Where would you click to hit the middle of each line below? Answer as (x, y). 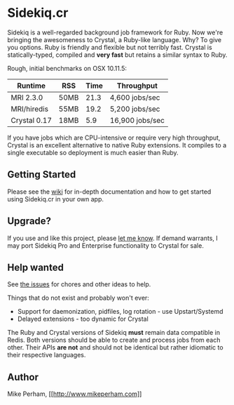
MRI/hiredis (30, 109)
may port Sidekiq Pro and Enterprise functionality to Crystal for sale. (106, 245)
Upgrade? (29, 221)
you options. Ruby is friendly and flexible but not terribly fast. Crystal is (110, 47)
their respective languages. (47, 355)
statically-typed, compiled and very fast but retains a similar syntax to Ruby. (117, 55)
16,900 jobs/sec (137, 120)
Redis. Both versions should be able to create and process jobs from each (114, 340)
